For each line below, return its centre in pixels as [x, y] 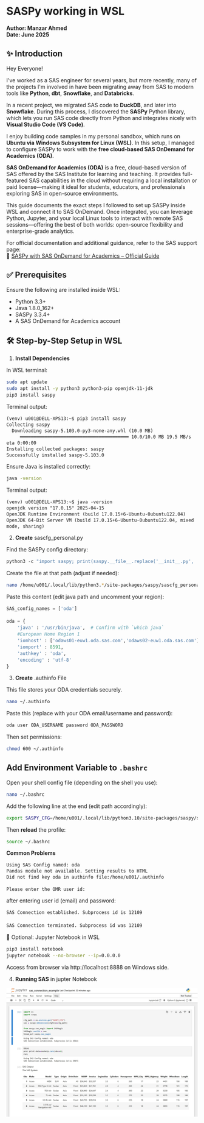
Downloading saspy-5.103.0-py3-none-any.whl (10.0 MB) [83, 431]
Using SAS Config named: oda [43, 865]
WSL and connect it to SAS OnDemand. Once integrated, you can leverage [100, 211]
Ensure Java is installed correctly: [49, 466]
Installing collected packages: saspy [55, 449]
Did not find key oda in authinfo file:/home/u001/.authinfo [85, 877]
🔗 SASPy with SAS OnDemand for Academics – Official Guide [83, 256]
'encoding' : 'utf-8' [44, 660]
